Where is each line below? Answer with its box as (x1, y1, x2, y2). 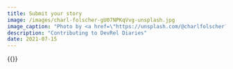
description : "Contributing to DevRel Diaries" (7, 29, 148, 37)
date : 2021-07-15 (7, 36, 58, 43)
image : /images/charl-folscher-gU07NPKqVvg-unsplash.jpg (7, 17, 175, 23)
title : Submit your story (7, 10, 82, 17)
